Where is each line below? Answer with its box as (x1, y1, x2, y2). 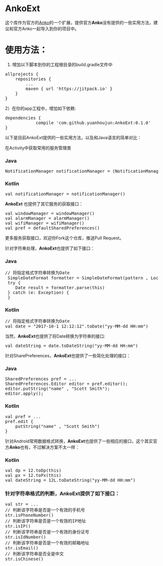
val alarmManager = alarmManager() (5, 216, 90, 221)
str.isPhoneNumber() (5, 512, 54, 518)
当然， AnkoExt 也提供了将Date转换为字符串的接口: (5, 333, 106, 339)
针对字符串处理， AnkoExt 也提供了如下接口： (5, 245, 95, 251)
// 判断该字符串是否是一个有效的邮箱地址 (5, 540, 90, 546)
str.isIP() (5, 524, 31, 529)
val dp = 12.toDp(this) (5, 468, 62, 473)
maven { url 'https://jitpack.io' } (25, 86, 113, 91)
